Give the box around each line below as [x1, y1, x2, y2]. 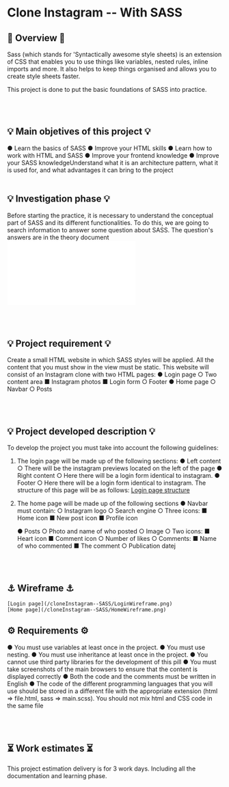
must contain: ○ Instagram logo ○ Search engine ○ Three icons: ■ [16, 507, 207, 515]
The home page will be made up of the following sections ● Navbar [16, 499, 208, 508]
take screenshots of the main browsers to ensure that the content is [7, 665, 198, 673]
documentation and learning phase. [7, 771, 107, 779]
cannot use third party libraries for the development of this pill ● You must [7, 657, 217, 666]
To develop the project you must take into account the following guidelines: [7, 444, 219, 452]
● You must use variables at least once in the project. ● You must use [7, 643, 206, 651]
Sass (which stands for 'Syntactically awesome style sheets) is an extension [7, 50, 222, 58]
